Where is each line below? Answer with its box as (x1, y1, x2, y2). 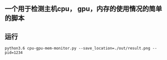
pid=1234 (4, 50, 23, 56)
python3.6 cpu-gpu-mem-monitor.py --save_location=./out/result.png (4, 46, 150, 51)
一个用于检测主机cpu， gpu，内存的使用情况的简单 (4, 4, 162, 13)
